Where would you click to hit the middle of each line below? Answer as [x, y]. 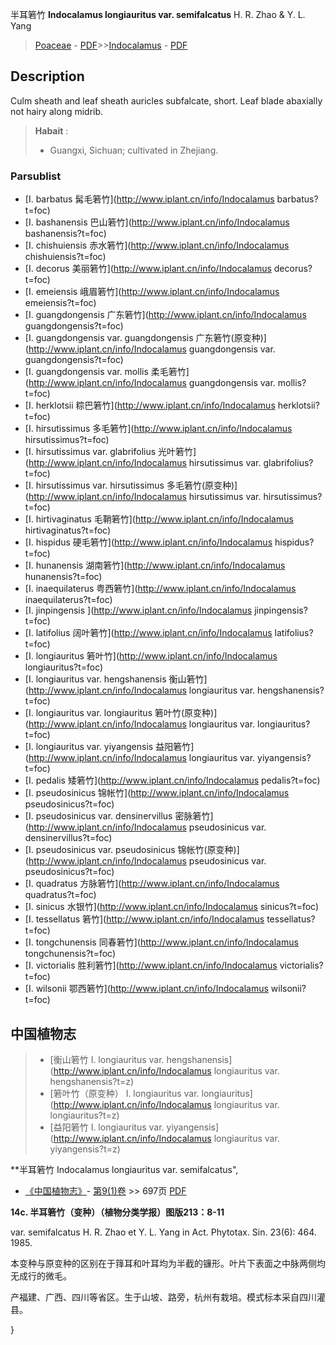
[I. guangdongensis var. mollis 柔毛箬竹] [107, 372]
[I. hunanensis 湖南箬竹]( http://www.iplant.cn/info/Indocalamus [155, 565]
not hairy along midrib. [57, 111]
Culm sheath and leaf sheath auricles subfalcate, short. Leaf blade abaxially [166, 100]
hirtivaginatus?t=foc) [68, 530]
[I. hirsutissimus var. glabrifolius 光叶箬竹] [110, 452]
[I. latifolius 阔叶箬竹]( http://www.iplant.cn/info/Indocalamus [148, 633]
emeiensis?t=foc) [60, 303]
